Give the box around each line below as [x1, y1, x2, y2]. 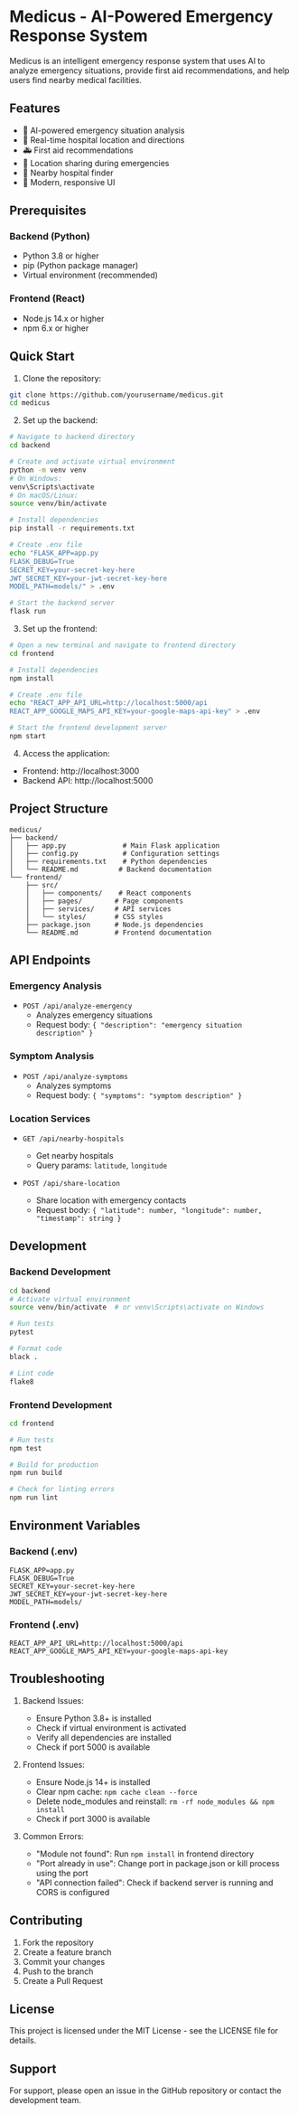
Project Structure [9, 802, 108, 817]
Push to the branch [22, 1966, 94, 1977]
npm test [9, 1443, 42, 1452]
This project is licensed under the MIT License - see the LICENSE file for [9, 2025, 278, 2036]
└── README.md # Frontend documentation [25, 928, 212, 937]
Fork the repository [22, 1937, 95, 1948]
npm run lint [9, 1493, 59, 1502]
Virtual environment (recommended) [22, 269, 158, 281]
